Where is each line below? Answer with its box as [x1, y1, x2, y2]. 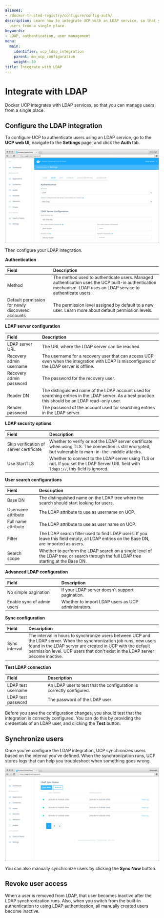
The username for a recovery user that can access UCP [42, 353, 154, 359]
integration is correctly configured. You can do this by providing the [5, 715, 141, 721]
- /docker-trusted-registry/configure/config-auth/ [5, 13, 112, 18]
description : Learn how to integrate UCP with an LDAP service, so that [5, 18, 156, 23]
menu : [5, 39, 16, 44]
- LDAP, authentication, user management [5, 34, 91, 39]
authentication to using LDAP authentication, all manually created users [5, 903, 149, 909]
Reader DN [7, 393, 29, 399]
